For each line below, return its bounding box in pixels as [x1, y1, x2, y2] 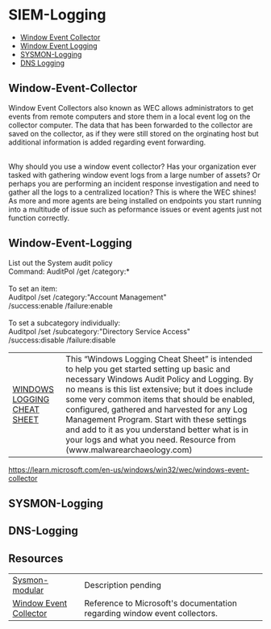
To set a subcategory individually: [8, 317, 121, 328]
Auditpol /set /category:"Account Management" [8, 292, 167, 302]
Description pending [84, 580, 161, 591]
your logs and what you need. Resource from [65, 434, 236, 445]
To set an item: [8, 283, 58, 293]
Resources [8, 551, 64, 565]
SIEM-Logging [8, 6, 106, 24]
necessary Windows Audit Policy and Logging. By [65, 373, 254, 384]
